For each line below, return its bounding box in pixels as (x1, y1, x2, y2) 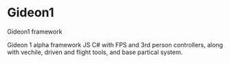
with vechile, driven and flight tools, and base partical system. (7, 48, 183, 56)
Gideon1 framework (7, 27, 63, 36)
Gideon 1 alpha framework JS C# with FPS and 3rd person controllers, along (7, 40, 224, 49)
